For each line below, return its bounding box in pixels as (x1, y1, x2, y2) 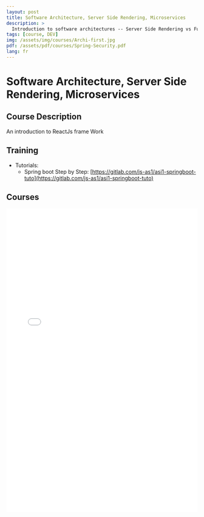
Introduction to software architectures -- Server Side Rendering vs (12, 26, 191, 32)
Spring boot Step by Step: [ (24, 168, 93, 175)
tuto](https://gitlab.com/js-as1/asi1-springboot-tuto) (24, 174, 154, 182)
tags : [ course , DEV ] (6, 32, 59, 38)
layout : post (6, 9, 39, 15)
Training (6, 145, 39, 156)
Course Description (6, 112, 82, 122)
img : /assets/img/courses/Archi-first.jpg (6, 37, 115, 43)
